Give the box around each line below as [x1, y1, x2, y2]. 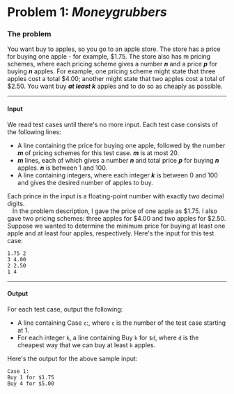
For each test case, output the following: [7, 305, 123, 313]
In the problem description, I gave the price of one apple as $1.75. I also [12, 207, 218, 215]
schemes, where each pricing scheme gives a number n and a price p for [7, 60, 218, 68]
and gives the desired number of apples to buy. [17, 178, 153, 187]
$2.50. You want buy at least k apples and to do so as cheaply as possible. [7, 82, 223, 91]
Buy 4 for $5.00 [7, 380, 54, 387]
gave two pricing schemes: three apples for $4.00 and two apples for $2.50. [7, 214, 226, 222]
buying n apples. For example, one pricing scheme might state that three [7, 67, 216, 75]
